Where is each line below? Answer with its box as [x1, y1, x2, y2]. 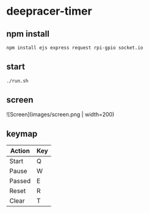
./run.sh [6, 78, 29, 84]
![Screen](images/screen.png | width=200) [6, 111, 115, 118]
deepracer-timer [6, 4, 93, 18]
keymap [6, 128, 38, 139]
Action [10, 146, 31, 155]
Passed [9, 177, 31, 186]
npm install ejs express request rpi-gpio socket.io [6, 45, 144, 51]
